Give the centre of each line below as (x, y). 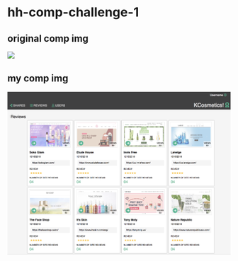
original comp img (48, 39)
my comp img (38, 79)
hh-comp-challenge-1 (73, 12)
